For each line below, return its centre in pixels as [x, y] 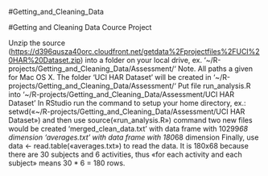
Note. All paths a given [215, 69]
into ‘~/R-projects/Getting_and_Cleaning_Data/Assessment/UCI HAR [122, 94]
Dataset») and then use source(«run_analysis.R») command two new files [130, 120]
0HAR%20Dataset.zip [45, 60]
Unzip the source [37, 43]
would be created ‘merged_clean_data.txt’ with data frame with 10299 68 [128, 129]
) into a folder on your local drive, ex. [141, 60]
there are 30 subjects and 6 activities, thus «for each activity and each [126, 154]
